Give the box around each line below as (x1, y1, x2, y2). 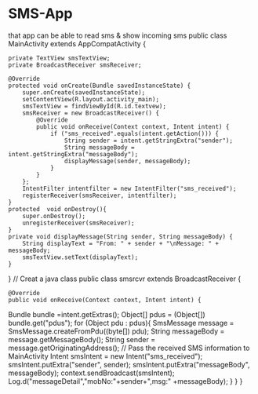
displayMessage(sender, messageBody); (64, 157, 191, 165)
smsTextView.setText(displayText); (22, 253, 139, 261)
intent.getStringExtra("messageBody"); (8, 150, 139, 158)
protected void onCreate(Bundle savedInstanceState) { (8, 82, 191, 89)
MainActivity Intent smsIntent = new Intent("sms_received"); (8, 351, 203, 361)
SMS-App (8, 5, 73, 23)
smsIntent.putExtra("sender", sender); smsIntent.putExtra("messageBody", (8, 359, 250, 369)
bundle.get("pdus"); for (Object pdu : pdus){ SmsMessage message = (8, 318, 234, 327)
